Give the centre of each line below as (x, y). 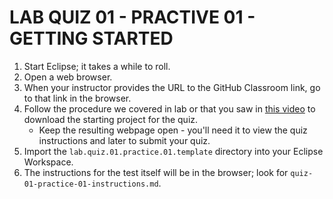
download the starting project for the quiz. (111, 119)
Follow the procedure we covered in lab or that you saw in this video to (169, 108)
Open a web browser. (68, 77)
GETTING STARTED (91, 38)
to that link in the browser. (77, 98)
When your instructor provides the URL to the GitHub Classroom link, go (172, 87)
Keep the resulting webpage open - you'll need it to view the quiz (173, 130)
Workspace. (48, 162)
